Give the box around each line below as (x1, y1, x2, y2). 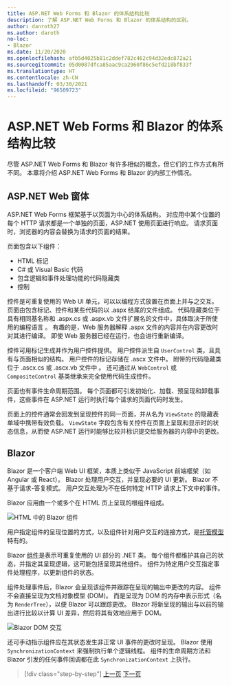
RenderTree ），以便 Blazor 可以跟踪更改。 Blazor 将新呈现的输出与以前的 (14, 600, 218, 608)
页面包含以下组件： (7, 242, 62, 250)
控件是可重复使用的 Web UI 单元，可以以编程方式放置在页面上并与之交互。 (7, 297, 218, 305)
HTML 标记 (16, 256, 49, 265)
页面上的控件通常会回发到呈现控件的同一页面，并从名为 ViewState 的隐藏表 (7, 410, 219, 418)
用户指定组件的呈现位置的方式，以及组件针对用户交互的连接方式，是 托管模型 (7, 527, 224, 536)
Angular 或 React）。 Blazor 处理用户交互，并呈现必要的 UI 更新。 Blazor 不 (7, 475, 219, 483)
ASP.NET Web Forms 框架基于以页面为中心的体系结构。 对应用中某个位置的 (7, 210, 221, 218)
